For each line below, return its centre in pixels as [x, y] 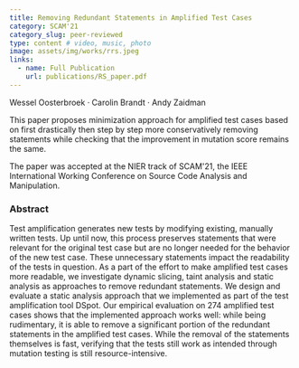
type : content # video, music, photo [80, 43]
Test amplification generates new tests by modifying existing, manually [141, 229]
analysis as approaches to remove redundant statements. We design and [145, 287]
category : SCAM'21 [44, 26]
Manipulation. [35, 185]
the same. [28, 148]
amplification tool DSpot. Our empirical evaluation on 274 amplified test [142, 306]
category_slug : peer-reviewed [66, 34]
